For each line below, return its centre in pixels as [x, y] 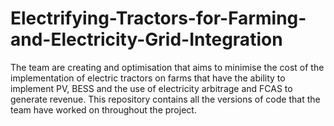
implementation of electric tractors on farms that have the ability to [148, 78]
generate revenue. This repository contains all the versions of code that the [165, 99]
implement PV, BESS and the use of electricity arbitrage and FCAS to [151, 88]
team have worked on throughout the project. [103, 109]
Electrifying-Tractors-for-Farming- [158, 18]
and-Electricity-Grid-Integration [146, 39]
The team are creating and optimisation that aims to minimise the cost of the [167, 67]
